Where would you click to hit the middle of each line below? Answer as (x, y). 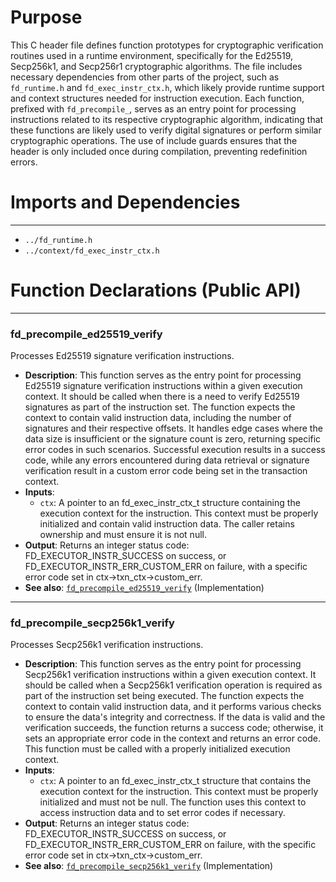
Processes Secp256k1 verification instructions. (107, 645)
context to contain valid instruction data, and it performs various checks (173, 707)
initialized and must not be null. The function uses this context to (173, 802)
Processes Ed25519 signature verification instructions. (122, 356)
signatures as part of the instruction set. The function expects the (160, 407)
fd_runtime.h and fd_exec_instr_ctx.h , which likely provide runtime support (167, 87)
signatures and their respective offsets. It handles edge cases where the (173, 428)
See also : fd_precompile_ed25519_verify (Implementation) (144, 588)
